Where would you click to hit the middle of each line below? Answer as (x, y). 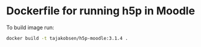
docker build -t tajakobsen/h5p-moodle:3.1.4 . (67, 38)
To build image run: (30, 27)
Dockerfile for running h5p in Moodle (101, 11)
